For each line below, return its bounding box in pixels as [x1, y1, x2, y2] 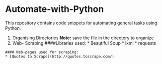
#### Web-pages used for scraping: [5, 50, 79, 55]
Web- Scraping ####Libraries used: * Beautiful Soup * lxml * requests [12, 40, 157, 46]
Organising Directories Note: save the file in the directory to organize [12, 35, 154, 41]
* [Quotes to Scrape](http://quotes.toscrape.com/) [5, 54, 114, 59]
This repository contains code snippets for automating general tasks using [5, 20, 158, 26]
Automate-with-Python [5, 3, 104, 15]
